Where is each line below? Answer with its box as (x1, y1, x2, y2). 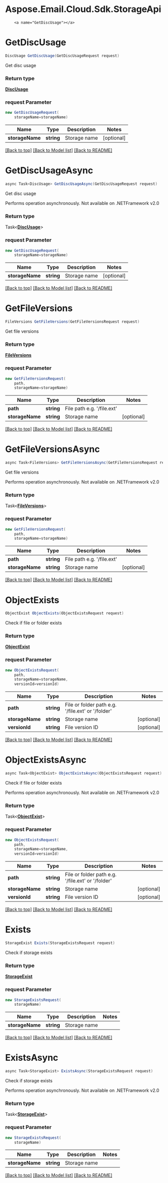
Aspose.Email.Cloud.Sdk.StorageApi (5, 4, 161, 15)
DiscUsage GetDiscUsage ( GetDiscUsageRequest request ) (5, 53, 120, 58)
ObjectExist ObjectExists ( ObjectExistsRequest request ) (5, 611, 124, 616)
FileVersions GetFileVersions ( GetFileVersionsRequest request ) (5, 319, 140, 324)
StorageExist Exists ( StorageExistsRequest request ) (5, 940, 115, 945)
